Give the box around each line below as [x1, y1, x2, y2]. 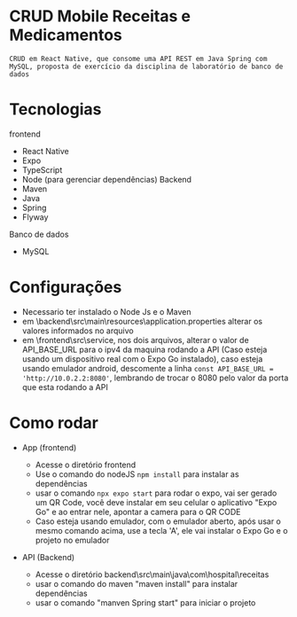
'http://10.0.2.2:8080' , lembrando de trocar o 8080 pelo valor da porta [21, 372, 289, 383]
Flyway [21, 211, 49, 223]
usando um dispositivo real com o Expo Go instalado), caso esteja [21, 353, 263, 364]
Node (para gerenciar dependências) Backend [21, 174, 192, 184]
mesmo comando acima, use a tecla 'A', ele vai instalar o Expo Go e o [35, 525, 288, 535]
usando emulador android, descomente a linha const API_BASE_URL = [21, 363, 274, 373]
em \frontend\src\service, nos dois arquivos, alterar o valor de [21, 334, 250, 345]
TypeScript [21, 164, 63, 175]
